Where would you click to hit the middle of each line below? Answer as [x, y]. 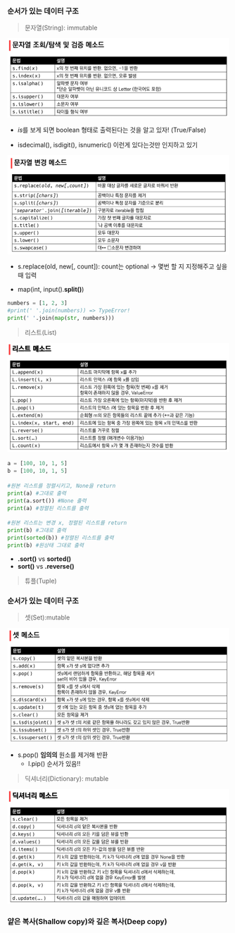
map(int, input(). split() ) [51, 290]
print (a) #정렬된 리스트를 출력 [48, 508]
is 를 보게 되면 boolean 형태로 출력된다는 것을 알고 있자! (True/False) [112, 130]
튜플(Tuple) [41, 581]
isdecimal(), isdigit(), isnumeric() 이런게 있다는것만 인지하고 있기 [108, 144]
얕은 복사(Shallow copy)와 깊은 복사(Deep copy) [87, 921]
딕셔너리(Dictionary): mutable [66, 779]
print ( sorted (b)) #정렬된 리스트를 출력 [61, 538]
